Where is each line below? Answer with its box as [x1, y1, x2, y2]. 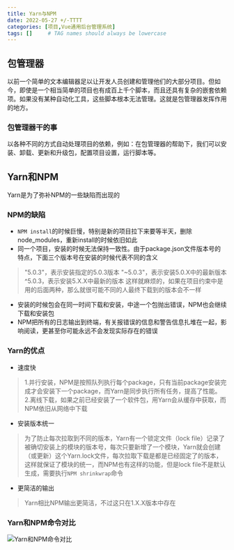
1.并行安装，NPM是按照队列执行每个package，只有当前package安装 [24, 378, 221, 386]
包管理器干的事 [7, 122, 58, 132]
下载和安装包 [17, 309, 54, 318]
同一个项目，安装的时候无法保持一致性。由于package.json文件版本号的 [17, 245, 221, 253]
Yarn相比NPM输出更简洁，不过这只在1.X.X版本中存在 [24, 498, 176, 507]
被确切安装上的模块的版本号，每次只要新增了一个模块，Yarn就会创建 [24, 442, 221, 451]
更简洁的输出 [17, 484, 54, 492]
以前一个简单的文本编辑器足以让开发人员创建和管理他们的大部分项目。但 [7, 78, 214, 86]
